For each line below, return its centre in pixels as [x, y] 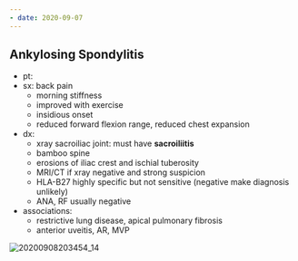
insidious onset [65, 115]
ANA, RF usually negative [84, 201]
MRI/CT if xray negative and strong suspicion [121, 172]
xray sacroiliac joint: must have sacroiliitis [115, 144]
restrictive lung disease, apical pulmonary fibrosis [129, 221]
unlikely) [52, 192]
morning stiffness [69, 95]
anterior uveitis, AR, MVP [83, 230]
